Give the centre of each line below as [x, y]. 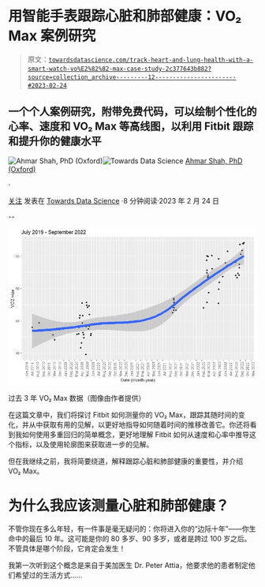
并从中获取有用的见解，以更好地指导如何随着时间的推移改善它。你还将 [136, 424]
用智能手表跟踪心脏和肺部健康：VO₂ [125, 16]
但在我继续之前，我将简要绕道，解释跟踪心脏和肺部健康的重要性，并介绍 [125, 461]
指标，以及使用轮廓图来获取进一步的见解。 [84, 444]
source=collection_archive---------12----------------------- [132, 77]
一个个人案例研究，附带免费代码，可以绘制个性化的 [132, 112]
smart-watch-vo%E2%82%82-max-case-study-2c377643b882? [119, 69]
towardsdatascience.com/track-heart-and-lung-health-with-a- [151, 60]
